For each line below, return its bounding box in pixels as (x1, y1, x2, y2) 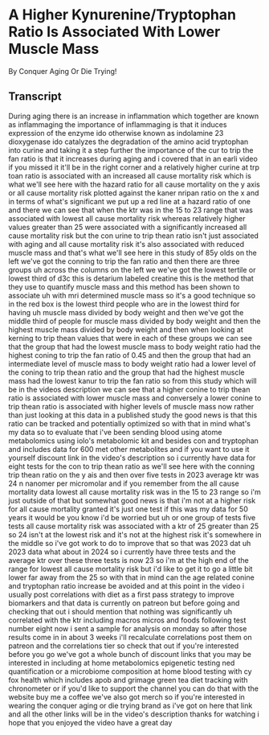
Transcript (8, 90, 62, 104)
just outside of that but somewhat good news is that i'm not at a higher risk (8, 495, 256, 505)
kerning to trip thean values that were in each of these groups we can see (8, 333, 253, 343)
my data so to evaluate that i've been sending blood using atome (8, 427, 222, 437)
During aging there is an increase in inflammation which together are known (8, 111, 259, 121)
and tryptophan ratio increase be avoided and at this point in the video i (8, 581, 245, 590)
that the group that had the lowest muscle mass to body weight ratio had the (8, 342, 261, 351)
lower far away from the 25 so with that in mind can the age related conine (8, 573, 255, 582)
